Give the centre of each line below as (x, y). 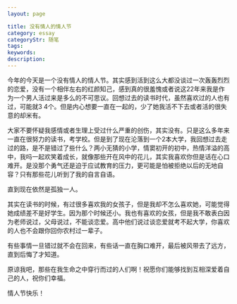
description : (26, 59)
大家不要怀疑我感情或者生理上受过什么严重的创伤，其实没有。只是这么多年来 (119, 130)
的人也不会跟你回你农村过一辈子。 (57, 230)
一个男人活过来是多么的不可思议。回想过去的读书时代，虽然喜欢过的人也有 (121, 97)
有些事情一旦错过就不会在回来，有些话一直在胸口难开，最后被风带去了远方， (119, 245)
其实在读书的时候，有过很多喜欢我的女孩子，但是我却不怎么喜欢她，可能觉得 (119, 204)
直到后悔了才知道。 (35, 254)
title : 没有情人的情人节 (39, 26)
